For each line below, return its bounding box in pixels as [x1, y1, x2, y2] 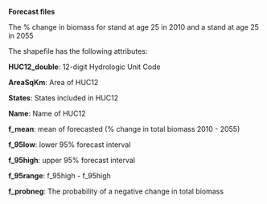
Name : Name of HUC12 [8, 108, 86, 118]
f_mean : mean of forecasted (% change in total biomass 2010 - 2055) [8, 124, 240, 133]
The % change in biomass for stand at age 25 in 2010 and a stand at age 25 [8, 22, 260, 31]
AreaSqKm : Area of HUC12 [8, 78, 99, 87]
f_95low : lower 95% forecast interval [8, 140, 131, 149]
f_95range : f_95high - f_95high [8, 171, 111, 180]
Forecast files [8, 7, 55, 16]
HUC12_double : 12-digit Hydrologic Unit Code [8, 62, 161, 71]
